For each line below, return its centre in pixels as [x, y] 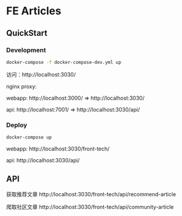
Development [26, 50]
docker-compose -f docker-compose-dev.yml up [64, 62]
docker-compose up [29, 138]
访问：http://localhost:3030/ [41, 74]
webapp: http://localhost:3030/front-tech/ [58, 149]
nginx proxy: [21, 86]
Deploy [17, 125]
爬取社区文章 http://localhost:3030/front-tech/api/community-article [90, 206]
